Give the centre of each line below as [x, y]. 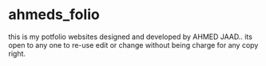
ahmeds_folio [54, 15]
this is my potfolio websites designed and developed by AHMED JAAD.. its [131, 37]
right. [17, 53]
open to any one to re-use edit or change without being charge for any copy [133, 45]
